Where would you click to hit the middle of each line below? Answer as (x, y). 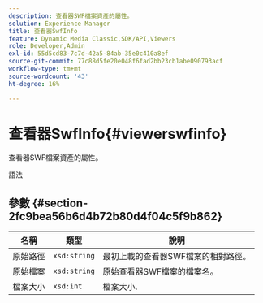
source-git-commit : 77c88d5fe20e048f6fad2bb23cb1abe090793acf (116, 62)
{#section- (60, 203)
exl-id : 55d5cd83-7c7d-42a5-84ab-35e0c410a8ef (88, 54)
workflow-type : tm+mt (45, 69)
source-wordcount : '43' (49, 76)
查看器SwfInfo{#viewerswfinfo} (118, 134)
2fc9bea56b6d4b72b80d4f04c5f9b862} (116, 216)
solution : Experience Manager (60, 24)
